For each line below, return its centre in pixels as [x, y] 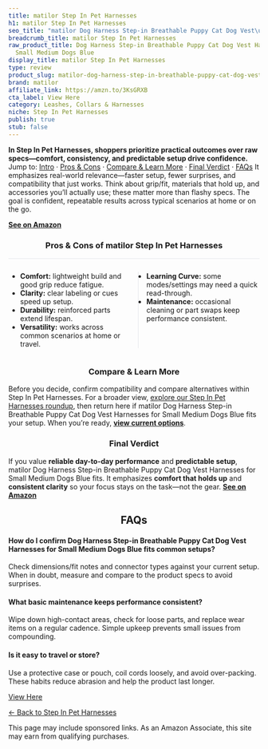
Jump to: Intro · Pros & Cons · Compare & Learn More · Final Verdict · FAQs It [134, 166]
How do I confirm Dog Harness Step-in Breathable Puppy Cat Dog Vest [128, 541]
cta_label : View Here [44, 97]
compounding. [32, 636]
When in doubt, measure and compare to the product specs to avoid [120, 575]
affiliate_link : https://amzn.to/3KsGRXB [78, 90]
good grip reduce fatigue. [62, 285]
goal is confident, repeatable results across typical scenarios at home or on [132, 200]
